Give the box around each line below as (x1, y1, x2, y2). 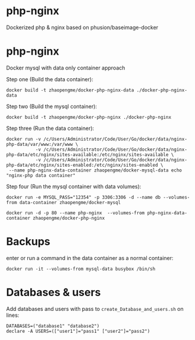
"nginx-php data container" (6, 172, 76, 179)
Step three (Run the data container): (6, 125, 95, 132)
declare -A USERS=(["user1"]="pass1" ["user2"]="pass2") (6, 328, 150, 334)
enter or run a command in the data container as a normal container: (6, 254, 174, 262)
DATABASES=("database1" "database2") (6, 323, 100, 329)
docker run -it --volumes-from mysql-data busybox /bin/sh (6, 266, 156, 272)
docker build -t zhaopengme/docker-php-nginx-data (6, 87, 134, 93)
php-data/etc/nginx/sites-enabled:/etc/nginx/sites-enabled (6, 162, 159, 168)
